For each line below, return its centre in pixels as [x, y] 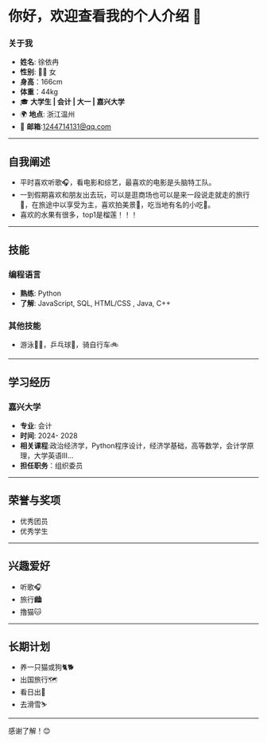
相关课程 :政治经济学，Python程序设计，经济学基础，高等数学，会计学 [133, 445]
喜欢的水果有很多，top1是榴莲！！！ [79, 215]
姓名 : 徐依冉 [39, 62]
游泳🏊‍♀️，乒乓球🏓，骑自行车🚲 [69, 345]
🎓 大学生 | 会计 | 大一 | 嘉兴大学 [72, 102]
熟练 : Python [41, 293]
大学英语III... [54, 456]
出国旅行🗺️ [39, 680]
